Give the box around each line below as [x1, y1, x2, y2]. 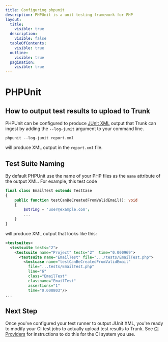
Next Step [5, 307, 38, 315]
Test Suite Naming [5, 159, 65, 168]
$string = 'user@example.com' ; [23, 207, 90, 212]
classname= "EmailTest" [27, 278, 76, 283]
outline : [10, 50, 29, 55]
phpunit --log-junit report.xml [5, 136, 74, 141]
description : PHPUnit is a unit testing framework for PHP [5, 12, 133, 17]
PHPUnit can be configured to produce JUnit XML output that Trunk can [5, 120, 156, 127]
